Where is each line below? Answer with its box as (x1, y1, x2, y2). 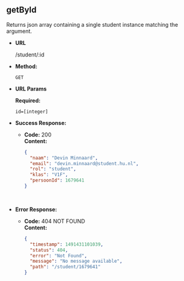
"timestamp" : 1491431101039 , (29, 241, 104, 248)
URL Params (15, 85, 47, 92)
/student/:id (15, 51, 44, 58)
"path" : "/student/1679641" (29, 264, 101, 270)
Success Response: (15, 119, 67, 126)
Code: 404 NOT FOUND (24, 217, 86, 225)
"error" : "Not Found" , (29, 252, 87, 259)
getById (6, 5, 37, 15)
